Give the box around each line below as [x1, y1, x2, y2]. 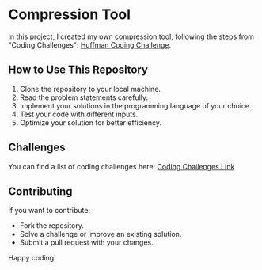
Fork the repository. [19, 221, 85, 230]
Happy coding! [8, 253, 57, 263]
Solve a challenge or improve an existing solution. [19, 230, 182, 239]
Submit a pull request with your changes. [19, 238, 154, 247]
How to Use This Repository [8, 63, 149, 77]
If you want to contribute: [8, 206, 91, 215]
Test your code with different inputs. [19, 109, 139, 119]
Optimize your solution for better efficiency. [19, 117, 162, 127]
